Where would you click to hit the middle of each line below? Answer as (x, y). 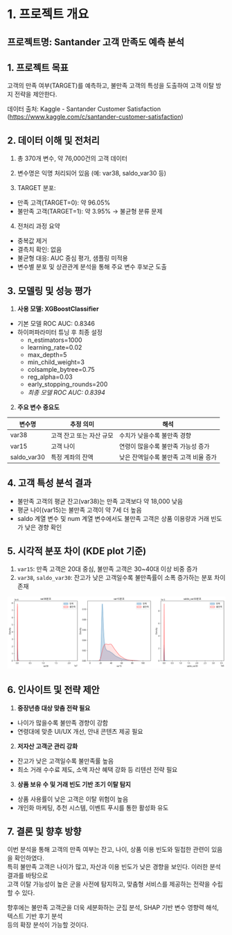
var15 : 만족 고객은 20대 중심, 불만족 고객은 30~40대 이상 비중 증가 (107, 569)
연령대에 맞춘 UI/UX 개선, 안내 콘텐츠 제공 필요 (80, 731)
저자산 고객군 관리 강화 (47, 746)
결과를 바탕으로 (28, 875)
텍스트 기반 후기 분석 (35, 916)
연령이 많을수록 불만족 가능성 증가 (164, 446)
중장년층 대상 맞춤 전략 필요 (54, 707)
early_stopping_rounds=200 (68, 384)
